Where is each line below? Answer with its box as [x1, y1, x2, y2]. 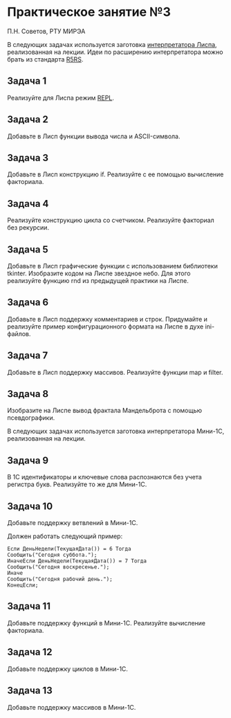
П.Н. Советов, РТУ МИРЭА [7, 27, 86, 35]
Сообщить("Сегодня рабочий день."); [7, 576, 113, 583]
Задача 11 [7, 600, 50, 612]
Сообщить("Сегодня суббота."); [7, 551, 98, 559]
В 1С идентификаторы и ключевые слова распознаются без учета [7, 473, 202, 481]
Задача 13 [7, 685, 53, 697]
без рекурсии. [7, 223, 50, 232]
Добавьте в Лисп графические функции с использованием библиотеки [7, 262, 218, 270]
